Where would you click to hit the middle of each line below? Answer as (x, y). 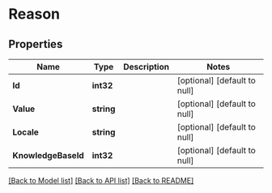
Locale (25, 132)
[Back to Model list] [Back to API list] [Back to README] (101, 180)
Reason (34, 14)
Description (147, 67)
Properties (36, 44)
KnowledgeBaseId (49, 155)
